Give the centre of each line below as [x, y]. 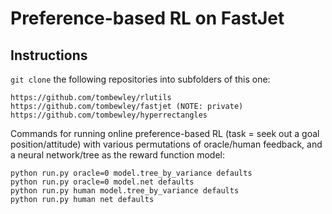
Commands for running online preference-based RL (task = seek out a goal [165, 133]
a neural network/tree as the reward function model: [117, 155]
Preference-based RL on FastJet [147, 18]
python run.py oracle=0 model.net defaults [102, 182]
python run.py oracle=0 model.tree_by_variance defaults [131, 173]
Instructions [49, 55]
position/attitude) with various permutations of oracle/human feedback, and [166, 144]
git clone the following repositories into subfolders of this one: [140, 79]
